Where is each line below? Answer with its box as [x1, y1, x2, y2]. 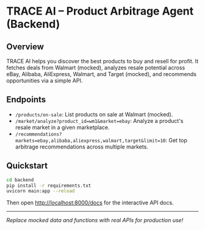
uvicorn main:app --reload [6, 188, 75, 194]
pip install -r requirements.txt [6, 183, 92, 189]
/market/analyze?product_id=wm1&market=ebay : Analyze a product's [15, 117, 184, 124]
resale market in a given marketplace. [15, 124, 110, 131]
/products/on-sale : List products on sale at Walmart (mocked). [15, 111, 173, 118]
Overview [6, 41, 45, 52]
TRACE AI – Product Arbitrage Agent [6, 4, 194, 18]
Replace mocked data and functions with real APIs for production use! [6, 217, 184, 224]
